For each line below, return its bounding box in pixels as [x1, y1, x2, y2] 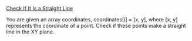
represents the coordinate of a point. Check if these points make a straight [6, 23, 186, 29]
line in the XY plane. [6, 28, 55, 35]
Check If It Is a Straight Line [6, 5, 73, 12]
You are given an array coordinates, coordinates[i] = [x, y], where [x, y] [6, 16, 178, 23]
